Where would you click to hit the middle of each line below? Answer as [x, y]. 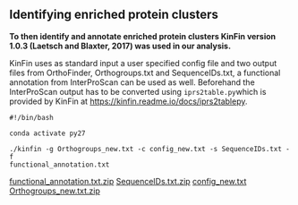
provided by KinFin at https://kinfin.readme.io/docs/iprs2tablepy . [128, 101]
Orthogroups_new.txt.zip [55, 191]
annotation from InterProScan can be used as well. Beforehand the [132, 82]
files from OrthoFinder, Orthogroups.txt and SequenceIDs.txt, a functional [145, 73]
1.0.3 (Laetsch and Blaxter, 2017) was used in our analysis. [120, 46]
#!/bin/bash [31, 117]
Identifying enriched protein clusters [114, 15]
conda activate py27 [48, 133]
